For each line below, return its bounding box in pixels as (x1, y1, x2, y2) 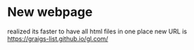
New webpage (7, 4, 93, 20)
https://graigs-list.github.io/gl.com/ (7, 34, 109, 42)
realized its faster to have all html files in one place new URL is (7, 27, 188, 35)
